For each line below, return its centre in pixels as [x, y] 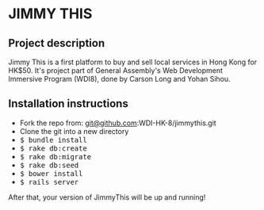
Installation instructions [68, 104]
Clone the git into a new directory [74, 131]
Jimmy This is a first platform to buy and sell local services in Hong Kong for [133, 62]
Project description [57, 43]
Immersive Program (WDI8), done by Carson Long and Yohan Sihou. [120, 79]
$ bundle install [53, 140]
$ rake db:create [53, 148]
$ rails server [49, 182]
